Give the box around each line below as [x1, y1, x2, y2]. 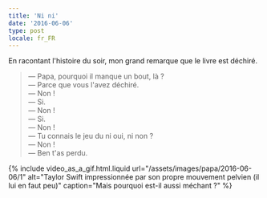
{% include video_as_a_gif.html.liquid [8, 164, 131, 173]
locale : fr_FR [8, 34, 56, 42]
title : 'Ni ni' [8, 11, 59, 20]
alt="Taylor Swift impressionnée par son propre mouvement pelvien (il [27, 172, 260, 182]
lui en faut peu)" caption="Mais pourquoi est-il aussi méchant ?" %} [8, 181, 233, 191]
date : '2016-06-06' [8, 19, 74, 27]
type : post [8, 26, 45, 34]
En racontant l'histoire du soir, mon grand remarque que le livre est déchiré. [8, 56, 258, 66]
